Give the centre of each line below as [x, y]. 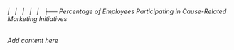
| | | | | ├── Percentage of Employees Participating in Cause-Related [117, 11]
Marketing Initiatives [37, 18]
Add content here [33, 41]
